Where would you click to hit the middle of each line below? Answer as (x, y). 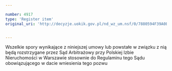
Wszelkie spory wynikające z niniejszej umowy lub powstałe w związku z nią (86, 47)
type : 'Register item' (29, 19)
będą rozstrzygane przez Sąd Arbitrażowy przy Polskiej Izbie (70, 52)
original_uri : (20, 24)
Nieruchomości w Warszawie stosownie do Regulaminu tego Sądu (75, 58)
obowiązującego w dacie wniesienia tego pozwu (56, 63)
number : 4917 (19, 14)
